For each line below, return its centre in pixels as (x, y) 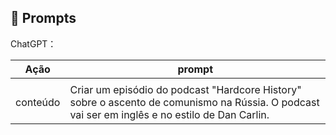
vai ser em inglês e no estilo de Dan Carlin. (169, 114)
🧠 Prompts (43, 18)
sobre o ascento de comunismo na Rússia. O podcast (194, 102)
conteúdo (38, 102)
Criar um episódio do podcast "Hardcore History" (185, 89)
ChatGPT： (33, 43)
